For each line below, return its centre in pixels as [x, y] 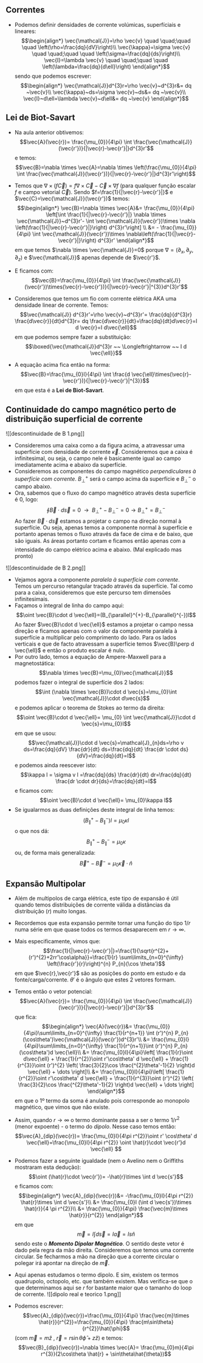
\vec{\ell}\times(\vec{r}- [162, 374]
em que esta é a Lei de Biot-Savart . [59, 390]
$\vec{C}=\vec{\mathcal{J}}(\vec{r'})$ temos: [72, 198]
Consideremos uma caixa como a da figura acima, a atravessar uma [99, 445]
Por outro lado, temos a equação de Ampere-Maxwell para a [90, 657]
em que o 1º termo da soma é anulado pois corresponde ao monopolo [102, 1101]
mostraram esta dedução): [48, 1167]
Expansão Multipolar [46, 884]
